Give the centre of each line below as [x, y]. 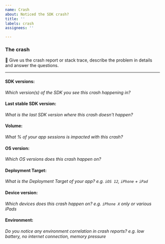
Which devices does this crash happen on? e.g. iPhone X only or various [78, 204]
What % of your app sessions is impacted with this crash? [64, 137]
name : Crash [17, 10]
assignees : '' [20, 28]
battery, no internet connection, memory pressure [55, 236]
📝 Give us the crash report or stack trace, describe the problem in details [79, 60]
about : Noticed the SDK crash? [37, 14]
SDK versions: [20, 81]
